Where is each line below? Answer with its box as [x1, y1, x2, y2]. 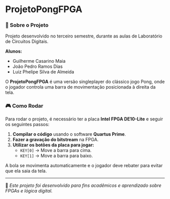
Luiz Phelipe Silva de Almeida [12, 69, 74, 75]
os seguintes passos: [5, 121, 50, 127]
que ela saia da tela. [5, 168, 47, 174]
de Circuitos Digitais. [5, 38, 49, 45]
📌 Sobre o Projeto [5, 22, 49, 29]
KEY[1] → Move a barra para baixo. [20, 152, 93, 158]
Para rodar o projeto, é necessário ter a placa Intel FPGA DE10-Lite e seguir [5, 115, 163, 122]
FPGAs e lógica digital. [5, 187, 53, 193]
